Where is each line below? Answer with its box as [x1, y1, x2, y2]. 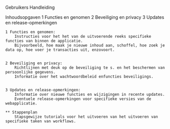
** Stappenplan [5, 110, 38, 115]
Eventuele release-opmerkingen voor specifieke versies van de [14, 96, 152, 101]
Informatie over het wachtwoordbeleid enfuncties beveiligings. [14, 74, 154, 79]
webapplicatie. [5, 101, 38, 106]
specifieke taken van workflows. [5, 119, 76, 124]
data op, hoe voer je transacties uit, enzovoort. [5, 47, 115, 53]
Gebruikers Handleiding [5, 5, 55, 10]
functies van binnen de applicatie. [5, 38, 83, 43]
